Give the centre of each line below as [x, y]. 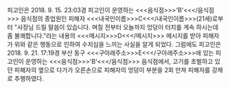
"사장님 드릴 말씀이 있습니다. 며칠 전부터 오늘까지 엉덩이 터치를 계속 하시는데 [116, 27]
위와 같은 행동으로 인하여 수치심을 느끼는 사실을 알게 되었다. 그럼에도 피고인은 [118, 44]
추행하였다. [29, 78]
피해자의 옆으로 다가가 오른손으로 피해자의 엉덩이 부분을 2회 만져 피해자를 [112, 70]
